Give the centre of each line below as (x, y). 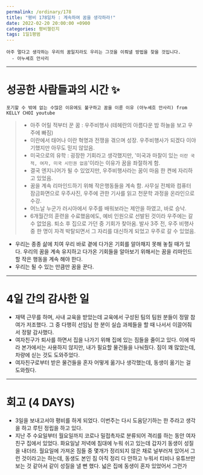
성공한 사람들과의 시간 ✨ (63, 90)
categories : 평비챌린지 (33, 29)
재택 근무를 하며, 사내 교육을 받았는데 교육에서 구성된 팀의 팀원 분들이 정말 (102, 317)
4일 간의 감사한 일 (48, 299)
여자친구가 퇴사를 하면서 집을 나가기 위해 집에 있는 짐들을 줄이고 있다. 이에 (102, 340)
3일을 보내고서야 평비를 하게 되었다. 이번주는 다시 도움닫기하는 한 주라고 (100, 420)
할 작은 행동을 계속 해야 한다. (49, 259)
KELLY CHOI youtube (31, 113)
